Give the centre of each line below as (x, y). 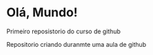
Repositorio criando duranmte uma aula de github (76, 44)
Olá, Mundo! (42, 13)
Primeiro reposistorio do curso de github (63, 31)
